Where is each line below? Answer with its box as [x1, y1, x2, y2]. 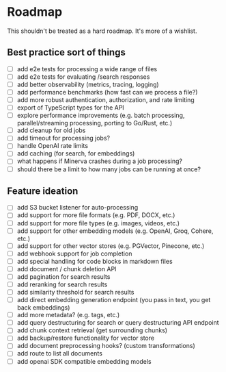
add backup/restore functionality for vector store [16, 334, 155, 343]
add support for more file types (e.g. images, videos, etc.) [16, 219, 180, 227]
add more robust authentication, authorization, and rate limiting [16, 96, 195, 103]
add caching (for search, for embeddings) [16, 149, 135, 158]
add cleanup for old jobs [16, 126, 86, 134]
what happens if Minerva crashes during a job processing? [16, 157, 183, 165]
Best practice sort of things [7, 47, 126, 58]
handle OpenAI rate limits [16, 142, 89, 150]
